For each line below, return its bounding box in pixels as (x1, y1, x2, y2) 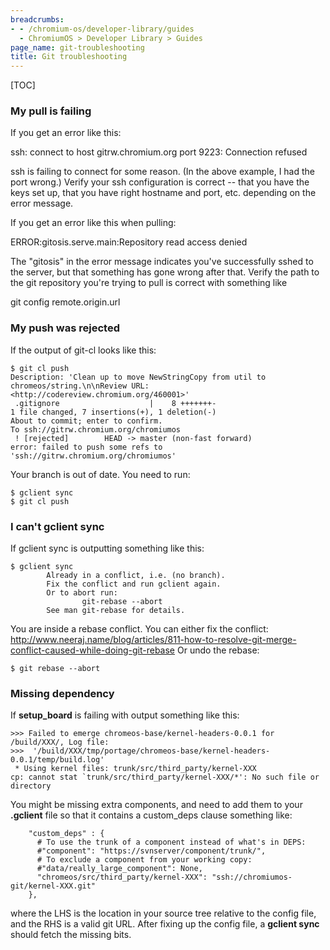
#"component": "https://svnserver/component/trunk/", (36, 846, 267, 856)
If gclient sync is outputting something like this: (10, 542, 205, 555)
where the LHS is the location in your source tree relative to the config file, (10, 907, 317, 920)
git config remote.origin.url (10, 296, 121, 308)
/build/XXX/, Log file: (10, 737, 110, 748)
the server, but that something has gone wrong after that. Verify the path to (10, 266, 320, 278)
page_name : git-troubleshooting (10, 42, 145, 53)
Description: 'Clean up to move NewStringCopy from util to (10, 372, 267, 382)
